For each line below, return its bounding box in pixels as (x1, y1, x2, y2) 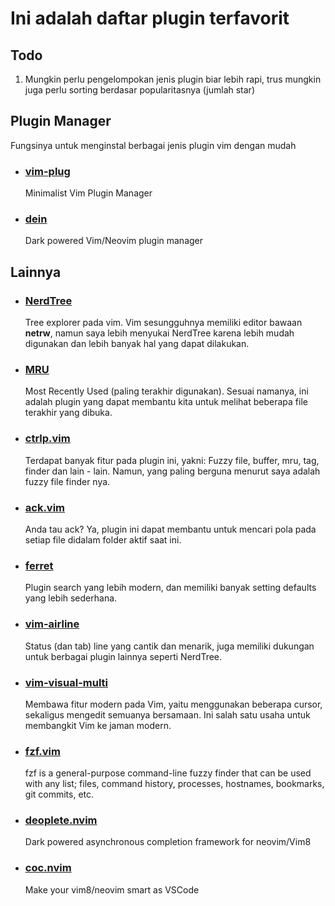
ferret (24, 558, 54, 572)
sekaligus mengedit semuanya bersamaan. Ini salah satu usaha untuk (24, 708, 311, 721)
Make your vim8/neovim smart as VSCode (24, 883, 200, 896)
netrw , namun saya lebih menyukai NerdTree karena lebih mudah (24, 327, 295, 339)
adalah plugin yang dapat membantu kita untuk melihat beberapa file (24, 396, 308, 408)
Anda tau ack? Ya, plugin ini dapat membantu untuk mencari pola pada (24, 523, 317, 535)
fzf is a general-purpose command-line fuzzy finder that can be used (24, 767, 312, 779)
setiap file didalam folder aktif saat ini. (24, 533, 182, 546)
